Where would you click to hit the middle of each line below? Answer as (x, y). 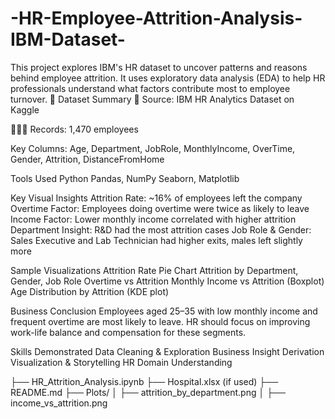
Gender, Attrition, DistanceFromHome (87, 159)
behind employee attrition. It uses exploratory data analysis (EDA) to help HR (168, 78)
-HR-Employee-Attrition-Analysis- (156, 18)
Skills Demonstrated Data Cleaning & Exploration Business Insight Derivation (167, 351)
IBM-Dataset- (68, 39)
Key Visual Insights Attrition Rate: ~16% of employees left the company (156, 198)
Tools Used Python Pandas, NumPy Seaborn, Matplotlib (125, 178)
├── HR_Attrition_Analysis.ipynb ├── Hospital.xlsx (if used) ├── (144, 381)
